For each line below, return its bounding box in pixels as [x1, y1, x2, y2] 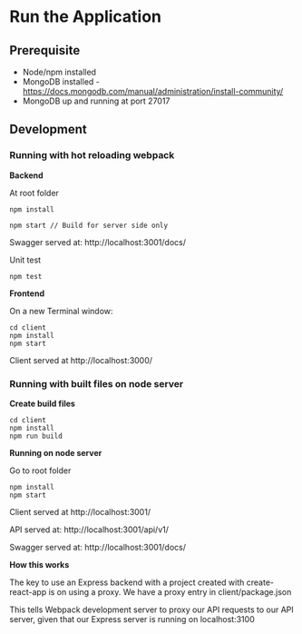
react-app [9, 586, 47, 597]
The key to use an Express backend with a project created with [9, 577, 245, 588]
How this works [9, 559, 70, 570]
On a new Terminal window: [9, 305, 113, 316]
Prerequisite [9, 43, 81, 58]
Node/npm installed [22, 66, 97, 77]
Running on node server [9, 447, 102, 458]
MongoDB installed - [22, 76, 100, 87]
